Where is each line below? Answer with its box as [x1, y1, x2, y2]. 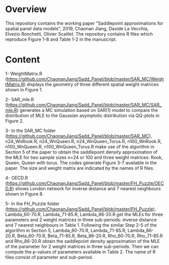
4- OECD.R [5, 175, 28, 181]
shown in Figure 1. [5, 87, 43, 93]
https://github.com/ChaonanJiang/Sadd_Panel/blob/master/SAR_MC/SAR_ [7, 102, 162, 108]
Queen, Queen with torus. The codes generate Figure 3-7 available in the [5, 160, 157, 166]
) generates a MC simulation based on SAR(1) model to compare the [17, 107, 158, 113]
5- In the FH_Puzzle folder [5, 201, 60, 207]
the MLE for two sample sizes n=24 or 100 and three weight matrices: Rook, [5, 154, 163, 160]
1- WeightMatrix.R [5, 71, 42, 77]
